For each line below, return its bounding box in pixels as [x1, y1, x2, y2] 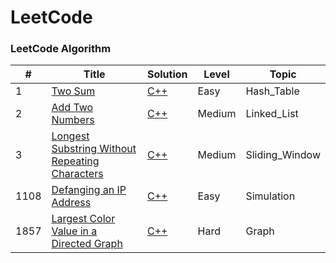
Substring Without [51, 142, 137, 156]
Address [51, 196, 92, 210]
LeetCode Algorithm [10, 42, 112, 56]
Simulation [245, 189, 296, 203]
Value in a [51, 224, 98, 238]
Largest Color [51, 212, 116, 226]
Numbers [51, 113, 95, 127]
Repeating [51, 154, 100, 168]
